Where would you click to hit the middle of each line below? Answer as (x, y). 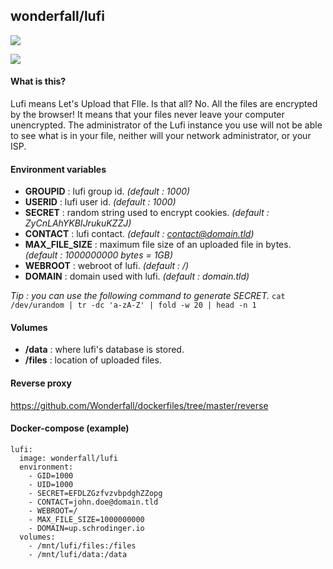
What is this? (38, 81)
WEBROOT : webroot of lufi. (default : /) (107, 266)
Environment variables (58, 169)
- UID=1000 (51, 484)
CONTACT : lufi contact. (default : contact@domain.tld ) (139, 234)
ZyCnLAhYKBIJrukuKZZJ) (78, 223)
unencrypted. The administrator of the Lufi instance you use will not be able (166, 125)
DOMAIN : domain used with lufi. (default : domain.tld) (137, 276)
